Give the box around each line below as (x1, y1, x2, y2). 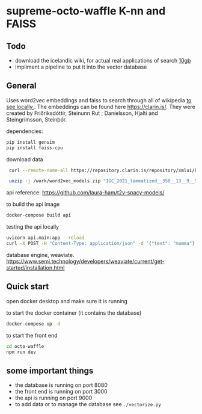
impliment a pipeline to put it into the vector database (14, 63, 147, 70)
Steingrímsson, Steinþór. (6, 116, 67, 123)
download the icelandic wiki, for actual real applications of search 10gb (14, 57, 191, 64)
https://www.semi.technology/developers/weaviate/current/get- (6, 258, 165, 265)
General (6, 81, 37, 91)
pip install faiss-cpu (6, 144, 63, 151)
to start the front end (6, 332, 58, 339)
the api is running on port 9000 (14, 394, 93, 401)
